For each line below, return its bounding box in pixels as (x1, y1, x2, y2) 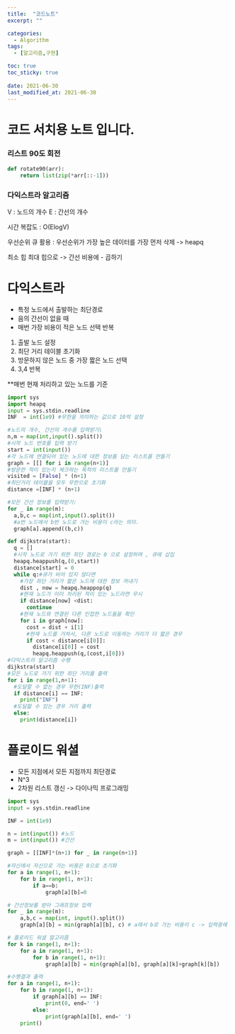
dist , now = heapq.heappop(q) (20, 584, 113, 592)
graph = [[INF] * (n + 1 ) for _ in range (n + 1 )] (7, 849, 138, 856)
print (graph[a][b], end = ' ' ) (45, 1013, 132, 1020)
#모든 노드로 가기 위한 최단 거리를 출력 (7, 670, 108, 677)
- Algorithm (13, 36, 50, 43)
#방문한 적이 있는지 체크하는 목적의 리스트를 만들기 (7, 466, 137, 473)
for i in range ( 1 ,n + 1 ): (7, 676, 78, 684)
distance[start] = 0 (13, 564, 74, 572)
